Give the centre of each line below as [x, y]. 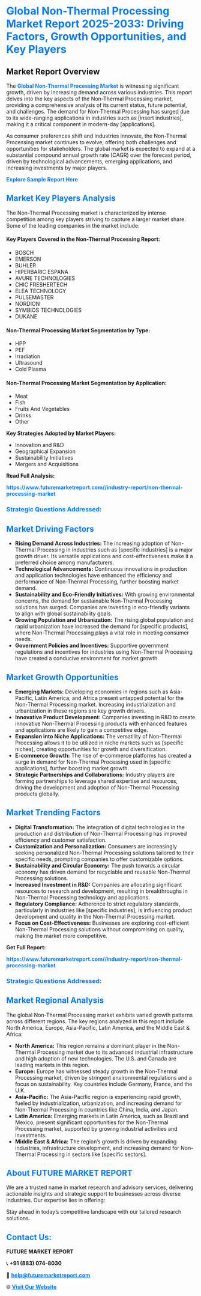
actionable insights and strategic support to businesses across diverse [94, 1194]
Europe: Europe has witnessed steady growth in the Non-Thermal [96, 1071]
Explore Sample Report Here [42, 179]
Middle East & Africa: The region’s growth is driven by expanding [96, 1141]
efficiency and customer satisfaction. [61, 840]
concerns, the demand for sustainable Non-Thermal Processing [94, 601]
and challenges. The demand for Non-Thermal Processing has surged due [98, 111]
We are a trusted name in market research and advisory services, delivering [100, 1187]
